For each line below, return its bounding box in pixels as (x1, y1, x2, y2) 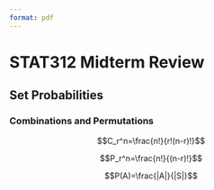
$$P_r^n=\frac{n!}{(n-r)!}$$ (100, 152, 202, 163)
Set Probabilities (9, 87, 104, 104)
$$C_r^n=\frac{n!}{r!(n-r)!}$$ (97, 135, 205, 146)
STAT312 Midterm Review (9, 51, 205, 72)
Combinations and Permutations (9, 114, 155, 127)
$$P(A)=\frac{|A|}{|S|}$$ (104, 170, 198, 181)
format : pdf (9, 13, 54, 23)
